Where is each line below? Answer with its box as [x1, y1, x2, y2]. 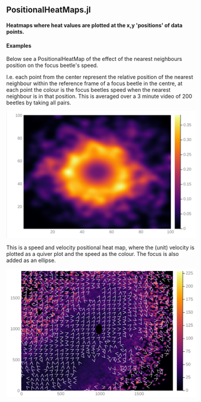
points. [6, 28, 25, 35]
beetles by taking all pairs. [6, 99, 72, 106]
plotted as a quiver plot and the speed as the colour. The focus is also [6, 250, 179, 257]
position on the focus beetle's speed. [6, 62, 98, 69]
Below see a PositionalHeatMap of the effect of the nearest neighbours [6, 56, 182, 63]
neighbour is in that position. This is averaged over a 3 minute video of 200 [6, 93, 193, 100]
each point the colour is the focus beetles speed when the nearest [6, 86, 171, 94]
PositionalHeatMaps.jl [6, 5, 91, 15]
